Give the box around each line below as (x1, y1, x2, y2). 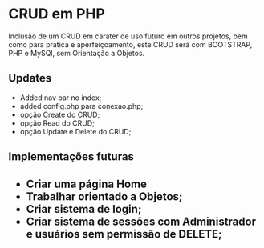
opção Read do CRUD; (19, 118, 95, 128)
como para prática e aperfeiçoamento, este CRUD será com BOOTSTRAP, (8, 39, 253, 49)
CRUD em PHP (8, 5, 106, 23)
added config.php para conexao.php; (19, 101, 144, 110)
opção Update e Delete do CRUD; (19, 126, 132, 136)
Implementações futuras (8, 150, 135, 164)
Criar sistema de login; (26, 202, 142, 216)
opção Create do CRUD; (19, 110, 100, 119)
